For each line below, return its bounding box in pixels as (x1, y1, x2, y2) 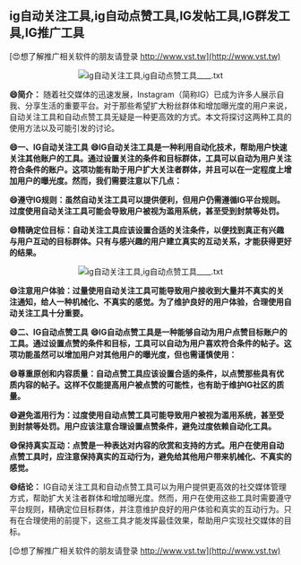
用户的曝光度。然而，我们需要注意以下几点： (16, 175, 182, 186)
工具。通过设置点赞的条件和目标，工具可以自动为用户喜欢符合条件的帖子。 (9, 337, 284, 348)
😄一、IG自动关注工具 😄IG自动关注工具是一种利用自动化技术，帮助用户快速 (9, 142, 288, 152)
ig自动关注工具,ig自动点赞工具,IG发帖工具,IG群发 (9, 8, 279, 24)
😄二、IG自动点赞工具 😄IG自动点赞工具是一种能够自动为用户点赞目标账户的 (9, 326, 288, 337)
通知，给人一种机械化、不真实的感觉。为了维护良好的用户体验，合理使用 (16, 296, 284, 307)
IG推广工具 (25, 25, 85, 40)
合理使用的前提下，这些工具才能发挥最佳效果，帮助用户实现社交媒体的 (24, 515, 284, 526)
